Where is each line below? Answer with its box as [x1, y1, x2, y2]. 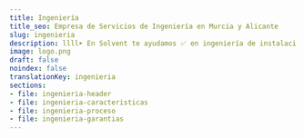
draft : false [9, 55, 59, 64]
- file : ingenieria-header [9, 89, 112, 98]
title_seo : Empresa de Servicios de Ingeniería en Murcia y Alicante [9, 22, 279, 31]
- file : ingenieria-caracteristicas [9, 97, 148, 107]
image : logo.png [9, 47, 71, 56]
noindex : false [9, 64, 67, 74]
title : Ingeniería [9, 13, 79, 23]
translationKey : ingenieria [9, 73, 117, 82]
